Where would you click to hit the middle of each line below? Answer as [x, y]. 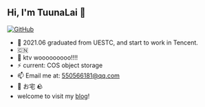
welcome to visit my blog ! [53, 96]
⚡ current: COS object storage [60, 65]
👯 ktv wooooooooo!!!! [47, 57]
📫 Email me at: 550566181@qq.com [68, 75]
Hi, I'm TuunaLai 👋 [46, 13]
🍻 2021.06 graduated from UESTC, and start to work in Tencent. [107, 43]
